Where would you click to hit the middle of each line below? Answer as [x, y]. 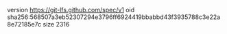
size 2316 [56, 24]
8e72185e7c [24, 24]
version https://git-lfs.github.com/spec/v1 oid [71, 10]
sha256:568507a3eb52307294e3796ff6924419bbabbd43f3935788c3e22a [114, 17]
